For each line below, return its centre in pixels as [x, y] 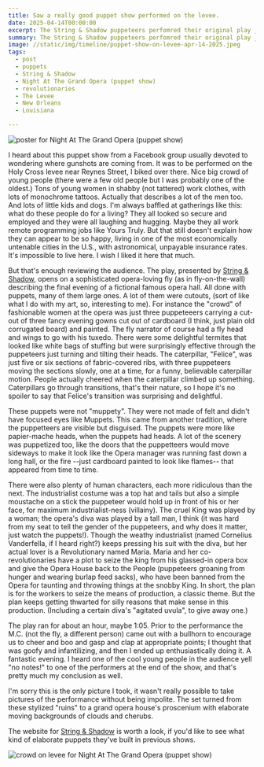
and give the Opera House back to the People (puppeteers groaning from [126, 568]
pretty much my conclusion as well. [66, 676]
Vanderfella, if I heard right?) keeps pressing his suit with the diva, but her [128, 543]
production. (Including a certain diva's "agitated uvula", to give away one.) [128, 610]
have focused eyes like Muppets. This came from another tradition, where [128, 419]
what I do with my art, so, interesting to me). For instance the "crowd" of [125, 304]
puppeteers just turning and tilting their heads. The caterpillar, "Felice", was [130, 354]
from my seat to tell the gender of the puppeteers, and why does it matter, [128, 527]
